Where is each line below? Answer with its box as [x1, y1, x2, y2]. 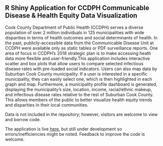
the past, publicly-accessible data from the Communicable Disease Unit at [5, 40, 154, 46]
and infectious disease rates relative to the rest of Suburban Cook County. [5, 91, 154, 97]
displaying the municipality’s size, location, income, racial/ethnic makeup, [5, 86, 152, 92]
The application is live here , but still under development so [5, 126, 123, 132]
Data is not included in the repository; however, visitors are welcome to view [5, 111, 158, 117]
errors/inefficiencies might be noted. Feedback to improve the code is [5, 131, 145, 137]
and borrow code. [5, 116, 41, 122]
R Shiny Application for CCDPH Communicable [5, 4, 149, 12]
